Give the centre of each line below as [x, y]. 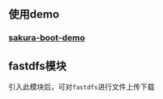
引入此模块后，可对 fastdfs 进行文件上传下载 [82, 87]
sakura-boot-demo [47, 38]
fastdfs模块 [38, 66]
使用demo [34, 14]
